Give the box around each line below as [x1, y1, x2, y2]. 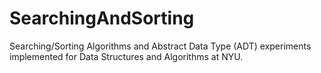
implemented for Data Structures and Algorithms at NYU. [9, 50, 244, 62]
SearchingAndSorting [9, 7, 195, 30]
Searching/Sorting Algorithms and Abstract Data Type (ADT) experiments [9, 40, 312, 52]
